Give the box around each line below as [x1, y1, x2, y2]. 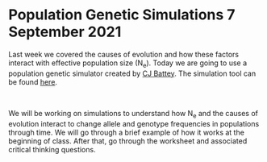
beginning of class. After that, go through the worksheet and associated [8, 135, 248, 146]
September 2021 [8, 23, 122, 41]
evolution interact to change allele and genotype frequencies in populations [8, 118, 260, 128]
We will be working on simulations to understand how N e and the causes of [8, 108, 258, 120]
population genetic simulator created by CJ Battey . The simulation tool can [8, 69, 257, 78]
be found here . [8, 77, 58, 86]
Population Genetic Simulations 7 [8, 6, 236, 24]
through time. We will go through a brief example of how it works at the [8, 127, 244, 137]
